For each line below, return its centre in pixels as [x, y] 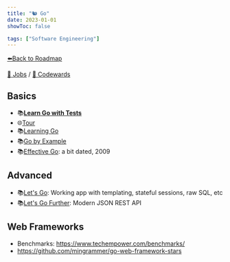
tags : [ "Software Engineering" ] [53, 38]
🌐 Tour [26, 123]
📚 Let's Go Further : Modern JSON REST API [79, 202]
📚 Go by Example [42, 141]
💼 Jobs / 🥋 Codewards [39, 74]
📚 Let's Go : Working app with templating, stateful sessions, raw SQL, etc [120, 192]
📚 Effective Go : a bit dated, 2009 [64, 152]
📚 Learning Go [38, 131]
